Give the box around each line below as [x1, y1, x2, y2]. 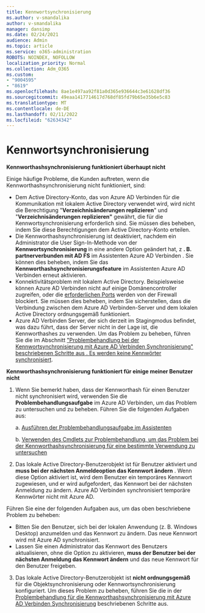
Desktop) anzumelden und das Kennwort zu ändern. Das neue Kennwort [15, 530, 198, 537]
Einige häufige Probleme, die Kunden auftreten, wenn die [6, 175, 149, 183]
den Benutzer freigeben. [15, 562, 77, 570]
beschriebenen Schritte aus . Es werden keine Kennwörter [15, 350, 162, 357]
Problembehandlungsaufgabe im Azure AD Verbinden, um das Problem [15, 399, 197, 406]
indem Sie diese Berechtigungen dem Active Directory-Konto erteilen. [15, 226, 191, 233]
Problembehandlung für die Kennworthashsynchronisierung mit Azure [15, 593, 191, 601]
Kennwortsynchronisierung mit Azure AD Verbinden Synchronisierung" [15, 343, 193, 350]
